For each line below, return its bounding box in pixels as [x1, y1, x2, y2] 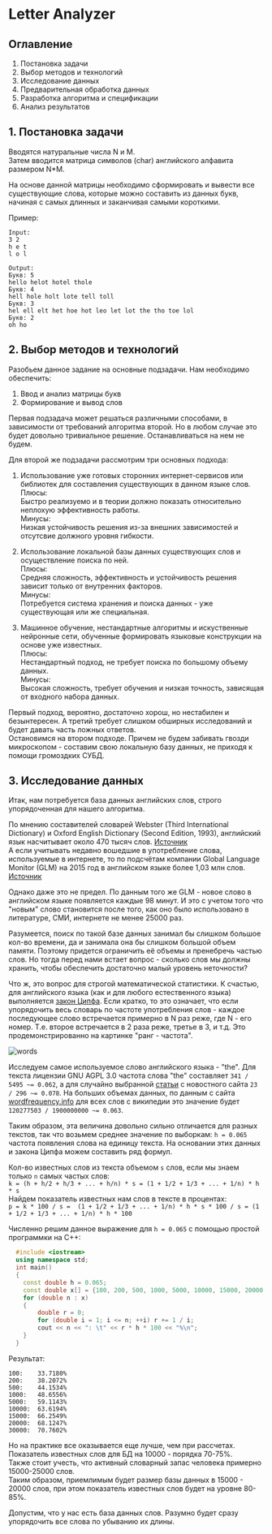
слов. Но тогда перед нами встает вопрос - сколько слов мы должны [8, 954, 251, 964]
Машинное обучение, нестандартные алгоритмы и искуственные [19, 623, 249, 632]
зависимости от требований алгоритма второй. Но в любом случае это [8, 421, 257, 431]
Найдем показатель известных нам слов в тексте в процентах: [8, 1194, 227, 1204]
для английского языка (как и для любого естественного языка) [8, 988, 231, 998]
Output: [8, 264, 35, 272]
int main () [15, 1264, 53, 1272]
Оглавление [8, 37, 73, 51]
